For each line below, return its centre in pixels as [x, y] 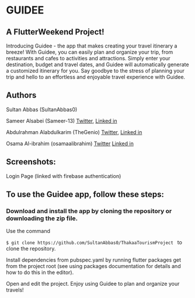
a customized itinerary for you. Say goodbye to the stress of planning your [95, 71]
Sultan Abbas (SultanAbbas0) [42, 109]
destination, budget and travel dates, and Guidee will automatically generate [97, 64]
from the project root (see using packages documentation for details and [93, 266]
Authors [21, 95]
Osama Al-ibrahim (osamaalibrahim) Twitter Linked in [70, 143]
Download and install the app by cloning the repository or [89, 211]
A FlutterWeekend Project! [55, 32]
